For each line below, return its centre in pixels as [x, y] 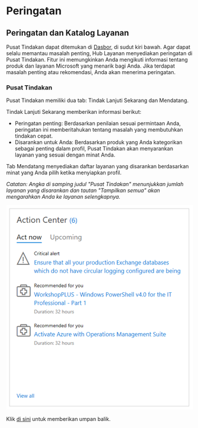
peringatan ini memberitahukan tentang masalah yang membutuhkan [99, 130]
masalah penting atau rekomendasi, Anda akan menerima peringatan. [91, 72]
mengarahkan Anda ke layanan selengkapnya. [63, 197]
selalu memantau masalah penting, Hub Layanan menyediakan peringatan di [99, 53]
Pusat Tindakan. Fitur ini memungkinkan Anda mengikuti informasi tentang [97, 60]
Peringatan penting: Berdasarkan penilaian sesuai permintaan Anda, [98, 123]
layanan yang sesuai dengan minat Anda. [65, 155]
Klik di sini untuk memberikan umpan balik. [58, 419]
